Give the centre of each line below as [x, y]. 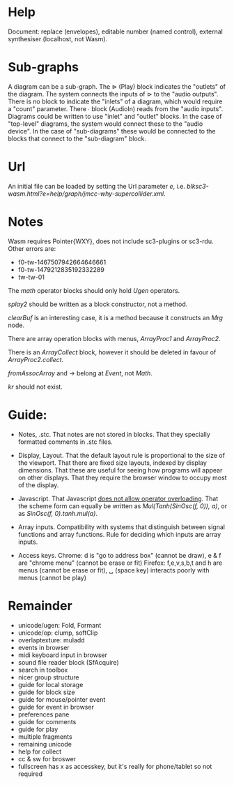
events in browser [44, 647]
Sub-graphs [44, 67]
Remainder [40, 606]
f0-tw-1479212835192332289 [61, 269]
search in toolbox [43, 670]
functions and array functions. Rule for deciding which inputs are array [119, 534]
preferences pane [44, 714]
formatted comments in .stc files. [65, 442]
